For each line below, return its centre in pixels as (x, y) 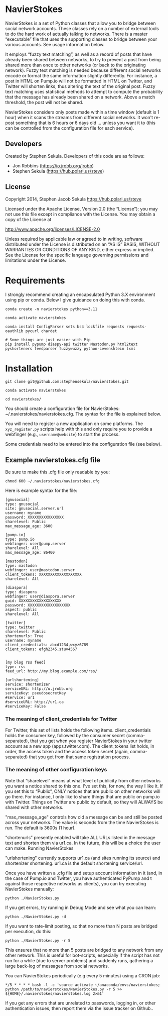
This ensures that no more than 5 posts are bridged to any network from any (84, 950)
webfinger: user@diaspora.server (40, 596)
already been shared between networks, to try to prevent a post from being (83, 59)
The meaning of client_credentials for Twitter (61, 719)
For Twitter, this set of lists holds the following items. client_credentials (78, 730)
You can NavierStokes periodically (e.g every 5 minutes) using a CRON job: (83, 975)
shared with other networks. (34, 807)
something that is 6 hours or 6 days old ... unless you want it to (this (85, 123)
